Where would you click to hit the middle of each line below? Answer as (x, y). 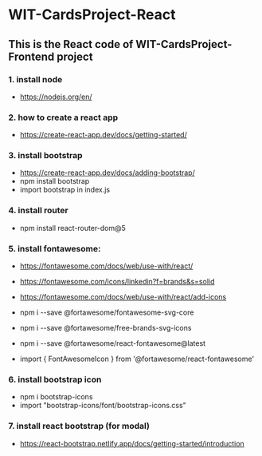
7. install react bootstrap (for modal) (79, 426)
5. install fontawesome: (55, 248)
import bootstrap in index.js (65, 190)
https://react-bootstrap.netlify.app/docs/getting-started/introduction (132, 443)
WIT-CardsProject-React (92, 15)
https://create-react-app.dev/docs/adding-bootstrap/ (107, 172)
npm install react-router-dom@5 (72, 228)
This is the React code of (71, 44)
